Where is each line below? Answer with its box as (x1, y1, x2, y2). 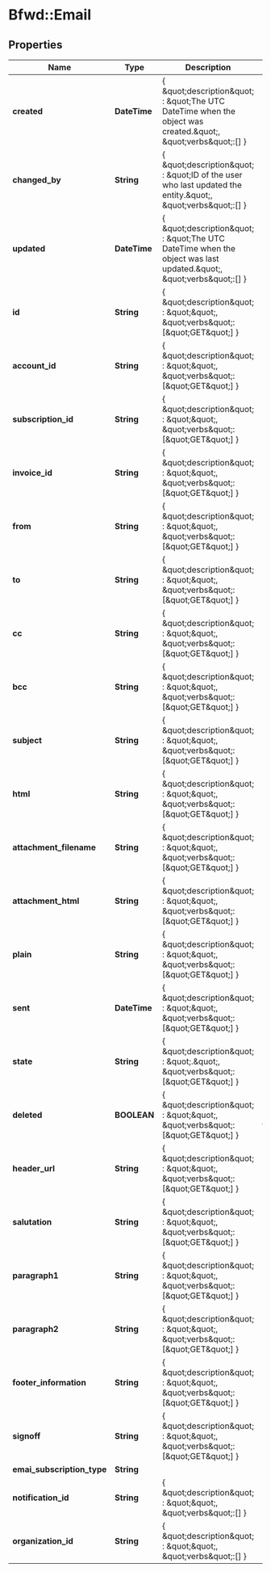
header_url (12, 1163, 55, 1174)
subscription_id (12, 414, 74, 425)
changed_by (12, 174, 62, 185)
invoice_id (12, 467, 52, 478)
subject (12, 735, 43, 746)
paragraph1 (12, 1270, 59, 1281)
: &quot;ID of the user (161, 170, 243, 180)
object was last (161, 253, 219, 264)
